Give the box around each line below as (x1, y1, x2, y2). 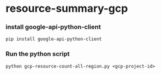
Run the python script (5, 50, 70, 58)
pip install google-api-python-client (5, 36, 102, 43)
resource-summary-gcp (5, 2, 128, 15)
